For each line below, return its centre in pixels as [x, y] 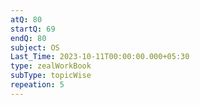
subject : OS [35, 47]
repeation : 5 [37, 85]
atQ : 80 [26, 19]
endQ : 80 [28, 38]
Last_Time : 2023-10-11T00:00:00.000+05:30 [100, 57]
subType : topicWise [51, 76]
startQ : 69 [33, 29]
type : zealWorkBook [51, 66]
